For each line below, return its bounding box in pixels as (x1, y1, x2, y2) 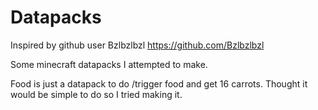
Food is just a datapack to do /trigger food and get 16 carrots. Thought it (10, 77, 308, 90)
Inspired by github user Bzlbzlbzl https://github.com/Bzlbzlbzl (10, 39, 265, 51)
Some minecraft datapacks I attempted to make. (10, 58, 208, 70)
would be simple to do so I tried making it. (10, 88, 183, 100)
